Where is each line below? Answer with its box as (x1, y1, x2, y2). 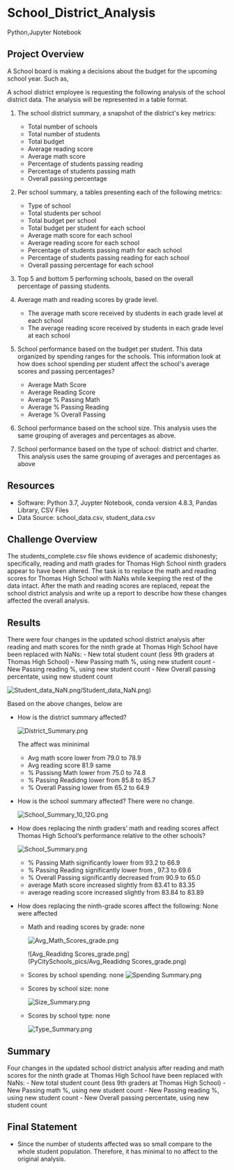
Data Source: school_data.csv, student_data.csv (17, 513, 155, 521)
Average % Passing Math (27, 395, 100, 403)
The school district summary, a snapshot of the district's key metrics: (17, 108, 217, 117)
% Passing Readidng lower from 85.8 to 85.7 (27, 776, 156, 784)
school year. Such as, (7, 74, 69, 82)
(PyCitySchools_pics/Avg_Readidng (27, 958, 130, 966)
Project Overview (7, 48, 84, 60)
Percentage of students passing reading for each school (27, 253, 189, 261)
